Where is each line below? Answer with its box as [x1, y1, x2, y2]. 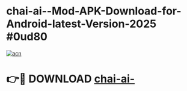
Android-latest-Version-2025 [6, 17, 157, 31]
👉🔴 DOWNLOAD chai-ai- [6, 72, 135, 86]
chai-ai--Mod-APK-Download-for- [6, 4, 182, 18]
